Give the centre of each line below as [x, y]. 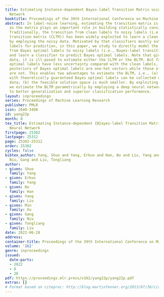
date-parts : [22, 260]
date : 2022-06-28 [23, 232]
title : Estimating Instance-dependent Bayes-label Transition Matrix [77, 10]
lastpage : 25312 [21, 137]
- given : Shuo [20, 169]
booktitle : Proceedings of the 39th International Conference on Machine [82, 19]
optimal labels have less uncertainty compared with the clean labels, [84, 64]
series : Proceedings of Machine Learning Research [58, 101]
